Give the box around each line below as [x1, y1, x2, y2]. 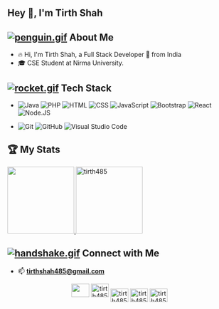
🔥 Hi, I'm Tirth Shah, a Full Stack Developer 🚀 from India [17, 51, 181, 59]
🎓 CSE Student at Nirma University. [17, 58, 124, 68]
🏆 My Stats [7, 144, 60, 156]
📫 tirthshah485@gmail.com [17, 266, 105, 275]
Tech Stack [60, 82, 112, 94]
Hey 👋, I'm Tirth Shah [7, 7, 103, 19]
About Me [69, 31, 114, 43]
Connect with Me [82, 247, 160, 260]
